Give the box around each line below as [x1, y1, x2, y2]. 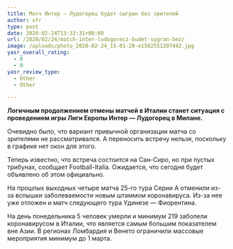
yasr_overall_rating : [7, 49, 70, 56]
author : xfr [7, 17, 42, 24]
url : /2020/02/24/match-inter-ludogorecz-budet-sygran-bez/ [7, 36, 186, 43]
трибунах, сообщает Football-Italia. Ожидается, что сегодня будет [7, 163, 203, 171]
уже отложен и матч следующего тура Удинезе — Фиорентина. [7, 199, 197, 207]
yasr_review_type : [7, 68, 61, 75]
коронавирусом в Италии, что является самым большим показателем [7, 220, 217, 228]
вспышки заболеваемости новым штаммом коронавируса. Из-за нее [15, 191, 223, 200]
